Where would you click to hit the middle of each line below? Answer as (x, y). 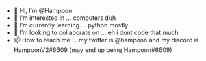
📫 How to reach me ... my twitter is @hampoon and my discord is (106, 40)
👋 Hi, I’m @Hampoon (43, 11)
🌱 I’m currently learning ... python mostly (71, 25)
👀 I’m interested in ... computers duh (65, 18)
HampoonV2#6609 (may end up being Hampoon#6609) (93, 50)
